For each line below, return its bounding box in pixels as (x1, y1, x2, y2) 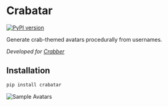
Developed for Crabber (6, 47, 65, 55)
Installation (6, 66, 50, 76)
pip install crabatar (6, 81, 62, 88)
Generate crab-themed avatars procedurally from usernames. (6, 36, 162, 43)
